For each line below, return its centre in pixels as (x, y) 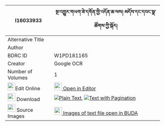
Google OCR (68, 63)
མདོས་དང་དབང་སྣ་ (140, 12)
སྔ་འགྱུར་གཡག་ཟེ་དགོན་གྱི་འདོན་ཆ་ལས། (90, 12)
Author (15, 47)
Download (28, 99)
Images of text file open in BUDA (101, 113)
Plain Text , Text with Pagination (97, 98)
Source (25, 110)
